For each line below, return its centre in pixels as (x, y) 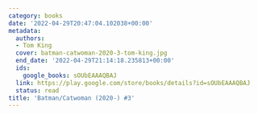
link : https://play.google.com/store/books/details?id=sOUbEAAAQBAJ (133, 83)
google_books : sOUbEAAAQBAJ (70, 75)
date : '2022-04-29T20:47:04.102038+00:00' (81, 23)
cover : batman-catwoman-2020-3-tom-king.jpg (92, 53)
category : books (35, 16)
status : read (37, 90)
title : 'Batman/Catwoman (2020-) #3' (72, 98)
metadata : (25, 31)
